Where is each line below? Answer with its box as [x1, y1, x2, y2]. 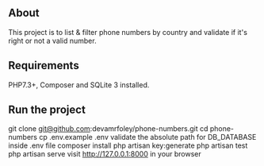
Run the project [8, 103, 86, 117]
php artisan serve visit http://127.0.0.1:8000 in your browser [8, 149, 202, 159]
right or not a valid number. [8, 36, 97, 45]
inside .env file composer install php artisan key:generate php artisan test [8, 141, 248, 150]
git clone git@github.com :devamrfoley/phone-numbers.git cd [8, 124, 209, 133]
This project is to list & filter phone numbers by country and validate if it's [8, 27, 248, 37]
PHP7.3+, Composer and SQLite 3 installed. [8, 79, 150, 90]
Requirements [8, 59, 79, 72]
